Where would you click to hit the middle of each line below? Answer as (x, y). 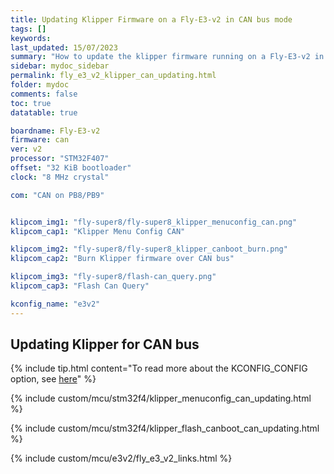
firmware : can (40, 140)
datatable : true (44, 112)
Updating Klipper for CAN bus (105, 344)
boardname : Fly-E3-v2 (55, 131)
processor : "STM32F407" (60, 159)
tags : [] (28, 29)
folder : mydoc (40, 85)
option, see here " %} (53, 379)
